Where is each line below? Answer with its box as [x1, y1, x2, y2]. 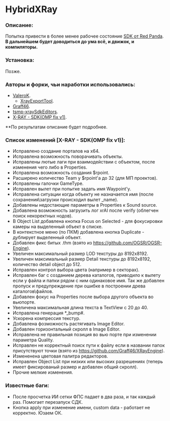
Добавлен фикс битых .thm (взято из [12, 240, 92, 246]
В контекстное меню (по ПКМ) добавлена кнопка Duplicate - [12, 229, 145, 235]
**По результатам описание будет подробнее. [5, 124, 108, 130]
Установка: [5, 57, 35, 64]
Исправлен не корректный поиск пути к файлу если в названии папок [12, 342, 165, 348]
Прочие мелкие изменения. [12, 369, 74, 375]
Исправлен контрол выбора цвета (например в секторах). [12, 267, 140, 273]
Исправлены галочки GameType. [12, 180, 84, 186]
